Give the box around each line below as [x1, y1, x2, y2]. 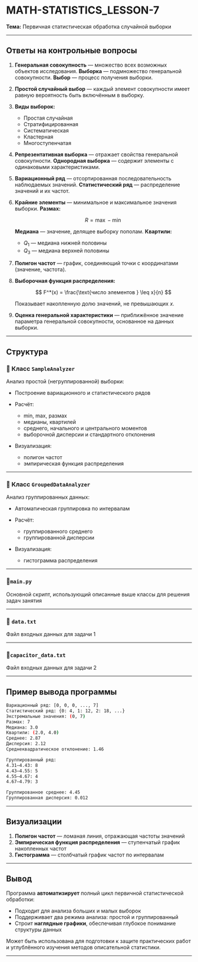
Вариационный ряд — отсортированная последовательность [14, 174, 172, 182]
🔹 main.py [6, 577, 32, 585]
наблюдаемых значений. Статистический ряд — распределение [14, 181, 180, 188]
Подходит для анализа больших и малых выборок [14, 907, 141, 914]
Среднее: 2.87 [6, 735, 41, 742]
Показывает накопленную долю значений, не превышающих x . [14, 300, 175, 307]
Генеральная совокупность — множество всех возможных [14, 61, 167, 68]
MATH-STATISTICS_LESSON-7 [6, 4, 160, 17]
